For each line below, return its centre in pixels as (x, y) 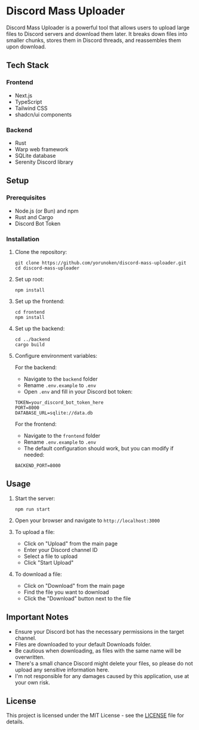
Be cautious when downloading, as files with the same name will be (98, 651)
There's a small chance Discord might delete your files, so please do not (104, 663)
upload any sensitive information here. (62, 670)
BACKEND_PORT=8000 (38, 465)
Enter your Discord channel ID (61, 550)
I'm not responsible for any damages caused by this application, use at (102, 676)
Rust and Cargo (34, 217)
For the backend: (36, 367)
